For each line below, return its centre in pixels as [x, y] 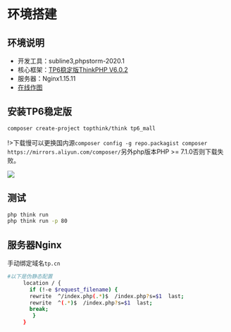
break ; [39, 309]
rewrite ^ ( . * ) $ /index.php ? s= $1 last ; [91, 303]
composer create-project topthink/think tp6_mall [82, 128]
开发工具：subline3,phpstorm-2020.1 [71, 61]
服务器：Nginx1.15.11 [46, 79]
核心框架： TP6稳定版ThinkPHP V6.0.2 [73, 70]
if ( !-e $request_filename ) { [74, 290]
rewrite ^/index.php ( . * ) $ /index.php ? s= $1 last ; [107, 296]
